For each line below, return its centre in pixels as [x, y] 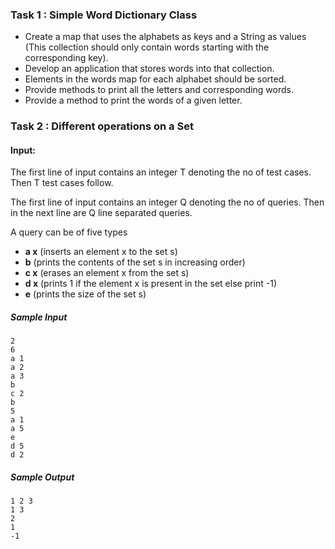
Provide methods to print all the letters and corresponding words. [159, 90]
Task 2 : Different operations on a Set [102, 126]
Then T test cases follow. [62, 183]
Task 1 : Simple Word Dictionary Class [104, 15]
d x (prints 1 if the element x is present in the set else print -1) [151, 284]
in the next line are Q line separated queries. [101, 213]
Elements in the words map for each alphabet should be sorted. [155, 79]
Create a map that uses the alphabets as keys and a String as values [165, 37]
